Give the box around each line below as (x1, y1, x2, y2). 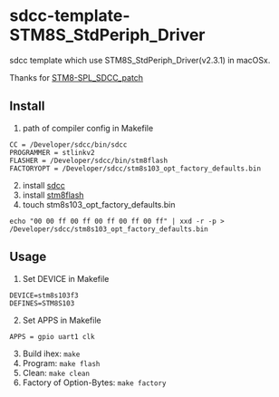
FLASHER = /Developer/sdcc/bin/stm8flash (9, 156, 168, 165)
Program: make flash (22, 357, 101, 368)
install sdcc (22, 179, 66, 190)
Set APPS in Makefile (22, 315, 101, 325)
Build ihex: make (22, 348, 81, 359)
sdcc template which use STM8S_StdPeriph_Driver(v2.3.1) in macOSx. (9, 54, 271, 65)
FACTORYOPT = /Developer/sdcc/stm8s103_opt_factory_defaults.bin (9, 164, 261, 173)
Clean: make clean (22, 367, 91, 378)
